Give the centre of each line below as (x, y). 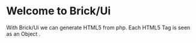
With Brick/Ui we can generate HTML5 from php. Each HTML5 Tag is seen (98, 27)
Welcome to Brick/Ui (59, 11)
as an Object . (23, 33)
